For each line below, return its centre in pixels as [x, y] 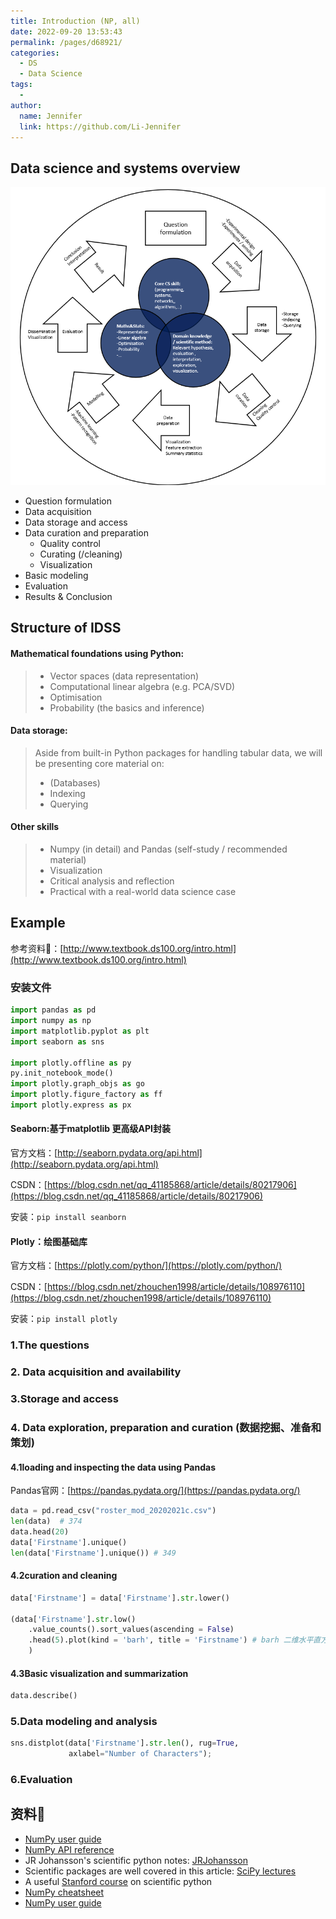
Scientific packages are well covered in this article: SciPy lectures [160, 1871]
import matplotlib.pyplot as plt [80, 1031]
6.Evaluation [41, 1780]
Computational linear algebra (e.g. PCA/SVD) [142, 686]
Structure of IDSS [66, 628]
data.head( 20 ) [40, 1531]
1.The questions [50, 1345]
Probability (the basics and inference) [127, 707]
